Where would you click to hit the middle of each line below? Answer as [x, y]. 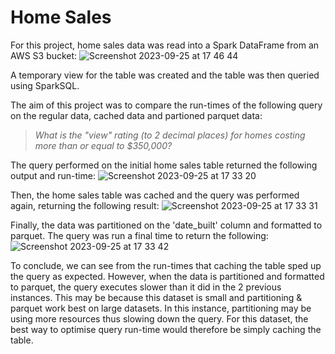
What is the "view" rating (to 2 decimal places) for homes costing [170, 135]
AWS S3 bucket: [44, 55]
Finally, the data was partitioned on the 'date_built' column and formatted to [166, 225]
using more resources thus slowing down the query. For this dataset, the [159, 318]
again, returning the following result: [85, 205]
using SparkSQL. [45, 85]
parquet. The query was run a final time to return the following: [139, 235]
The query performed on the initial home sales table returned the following [164, 165]
